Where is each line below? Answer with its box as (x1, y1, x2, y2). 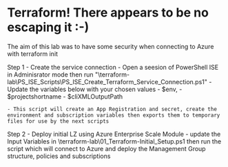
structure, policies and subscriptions (7, 152, 111, 160)
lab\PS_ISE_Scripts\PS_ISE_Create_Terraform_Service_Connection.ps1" (7, 77, 208, 86)
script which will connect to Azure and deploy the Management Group (7, 144, 206, 153)
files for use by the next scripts (7, 117, 110, 125)
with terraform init (7, 50, 59, 58)
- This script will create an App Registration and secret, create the (7, 106, 217, 112)
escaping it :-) (7, 19, 90, 35)
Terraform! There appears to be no (7, 5, 209, 21)
